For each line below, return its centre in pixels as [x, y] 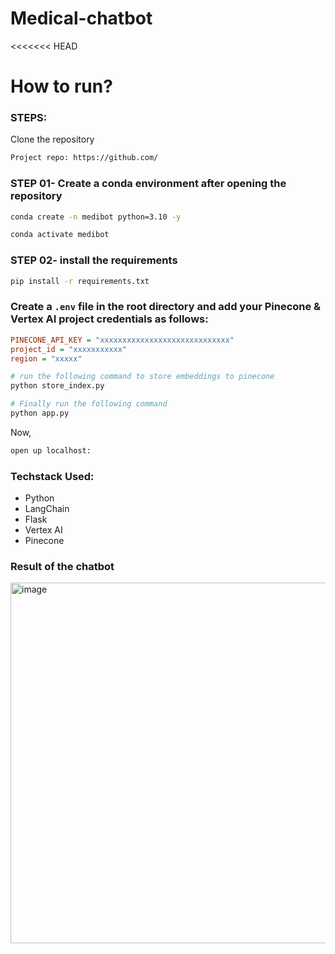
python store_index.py [57, 386]
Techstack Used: [52, 476]
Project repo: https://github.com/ [84, 158]
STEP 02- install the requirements [94, 260]
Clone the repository [52, 139]
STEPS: [29, 118]
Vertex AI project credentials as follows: [109, 319]
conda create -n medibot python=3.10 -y [96, 217]
